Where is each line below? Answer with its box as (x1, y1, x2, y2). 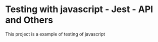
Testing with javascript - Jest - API (5, 4, 153, 15)
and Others (5, 14, 54, 26)
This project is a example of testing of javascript (5, 31, 106, 37)
